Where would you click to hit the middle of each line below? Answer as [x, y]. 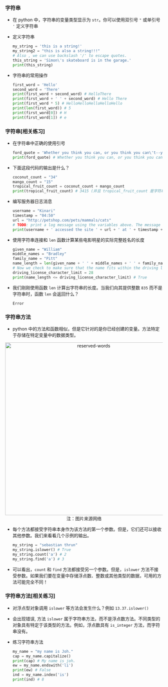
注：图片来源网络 [84, 519]
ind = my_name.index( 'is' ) [40, 675]
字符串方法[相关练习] [30, 596]
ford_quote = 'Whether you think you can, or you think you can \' [83, 153]
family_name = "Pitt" [35, 259]
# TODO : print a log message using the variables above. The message [86, 225]
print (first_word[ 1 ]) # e [39, 117]
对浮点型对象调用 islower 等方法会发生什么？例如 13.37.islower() [80, 608]
